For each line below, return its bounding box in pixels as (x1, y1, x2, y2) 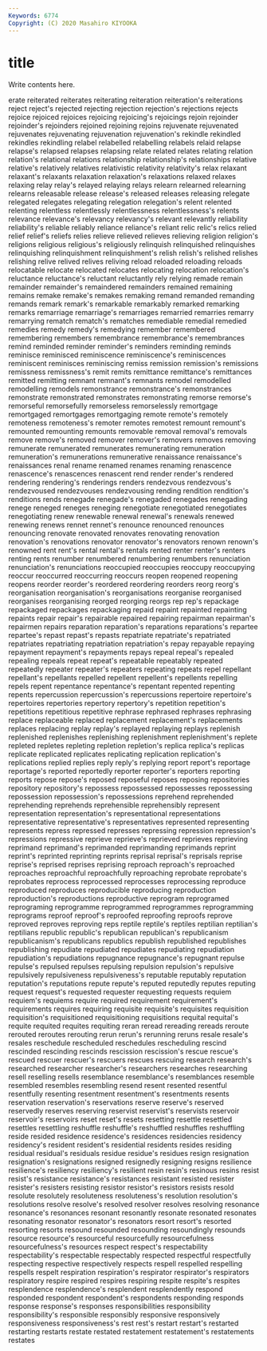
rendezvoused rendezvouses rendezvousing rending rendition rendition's (8, 486, 249, 496)
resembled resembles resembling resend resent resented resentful (8, 1081, 227, 1090)
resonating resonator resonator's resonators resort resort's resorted (8, 1217, 232, 1226)
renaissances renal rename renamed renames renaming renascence (8, 460, 232, 470)
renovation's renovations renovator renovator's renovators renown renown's (8, 537, 259, 547)
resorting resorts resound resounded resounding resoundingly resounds (8, 1225, 245, 1235)
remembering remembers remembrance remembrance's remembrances (8, 333, 245, 343)
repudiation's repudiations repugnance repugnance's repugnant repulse (8, 953, 245, 963)
